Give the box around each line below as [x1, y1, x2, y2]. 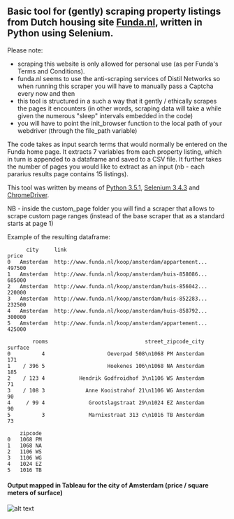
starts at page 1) [7, 219, 54, 227]
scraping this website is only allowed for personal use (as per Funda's [17, 59, 219, 68]
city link [25, 246, 68, 253]
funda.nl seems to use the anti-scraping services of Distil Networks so [17, 74, 221, 83]
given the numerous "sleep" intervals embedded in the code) [17, 111, 193, 120]
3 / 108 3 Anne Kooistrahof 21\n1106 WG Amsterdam [7, 387, 205, 394]
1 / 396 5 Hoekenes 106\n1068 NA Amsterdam [7, 362, 205, 369]
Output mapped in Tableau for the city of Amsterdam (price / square [7, 481, 209, 490]
